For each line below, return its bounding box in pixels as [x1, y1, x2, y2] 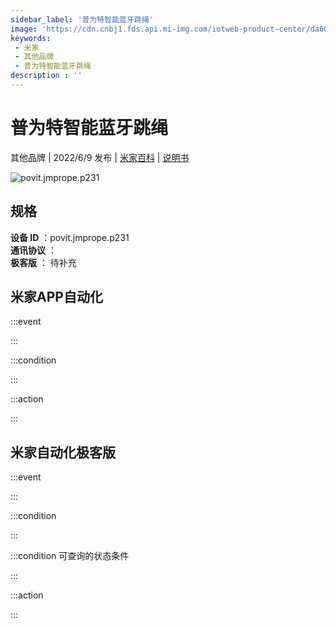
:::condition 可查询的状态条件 [10, 550, 130, 562]
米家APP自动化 [10, 289, 103, 306]
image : [10, 24, 38, 34]
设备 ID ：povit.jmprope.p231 [10, 231, 130, 243]
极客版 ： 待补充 [10, 256, 77, 268]
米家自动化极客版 [10, 444, 116, 461]
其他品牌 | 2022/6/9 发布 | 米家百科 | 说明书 [10, 151, 190, 163]
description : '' [10, 71, 83, 81]
